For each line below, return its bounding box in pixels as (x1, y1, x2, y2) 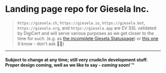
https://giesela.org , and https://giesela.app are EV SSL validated (17, 25, 157, 31)
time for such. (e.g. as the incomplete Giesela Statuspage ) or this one (17, 36, 159, 41)
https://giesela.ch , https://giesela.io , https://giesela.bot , (17, 20, 146, 26)
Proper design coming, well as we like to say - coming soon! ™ (5, 62, 134, 68)
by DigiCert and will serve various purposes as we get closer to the (17, 30, 154, 36)
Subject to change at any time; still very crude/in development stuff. (5, 57, 148, 63)
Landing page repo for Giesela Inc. (5, 3, 149, 15)
